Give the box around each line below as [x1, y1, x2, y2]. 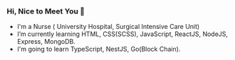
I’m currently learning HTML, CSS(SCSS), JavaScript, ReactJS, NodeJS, [16, 30, 229, 38]
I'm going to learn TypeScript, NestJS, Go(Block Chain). [16, 45, 181, 54]
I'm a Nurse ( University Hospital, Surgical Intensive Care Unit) [16, 23, 200, 31]
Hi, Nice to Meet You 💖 [6, 6, 85, 16]
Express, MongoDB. [16, 37, 75, 46]
